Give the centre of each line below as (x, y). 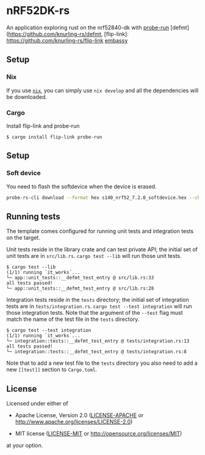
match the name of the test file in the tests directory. (73, 319)
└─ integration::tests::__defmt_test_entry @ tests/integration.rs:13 (98, 341)
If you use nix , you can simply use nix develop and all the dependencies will (103, 90)
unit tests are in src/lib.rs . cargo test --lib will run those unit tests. (94, 256)
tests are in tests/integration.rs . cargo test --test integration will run (99, 306)
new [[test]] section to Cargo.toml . (52, 370)
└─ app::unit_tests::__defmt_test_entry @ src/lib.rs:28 (80, 288)
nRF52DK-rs (38, 11)
